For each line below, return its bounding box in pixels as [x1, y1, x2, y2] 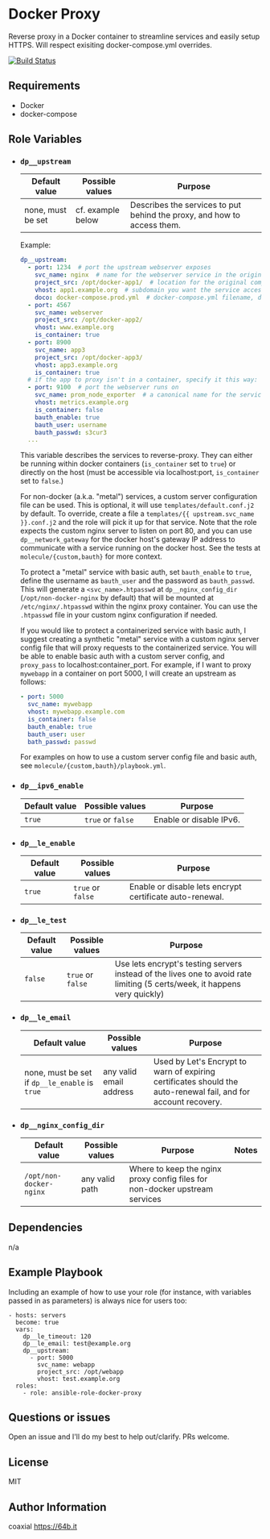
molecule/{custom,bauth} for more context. [19, 551, 163, 561]
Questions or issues [8, 1410, 111, 1424]
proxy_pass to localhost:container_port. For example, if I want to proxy [19, 660, 252, 670]
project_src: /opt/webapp [37, 1367, 125, 1375]
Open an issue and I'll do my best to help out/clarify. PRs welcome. [8, 1432, 230, 1441]
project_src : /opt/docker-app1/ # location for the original [35, 279, 247, 287]
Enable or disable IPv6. [153, 813, 241, 825]
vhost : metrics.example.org [35, 398, 129, 407]
